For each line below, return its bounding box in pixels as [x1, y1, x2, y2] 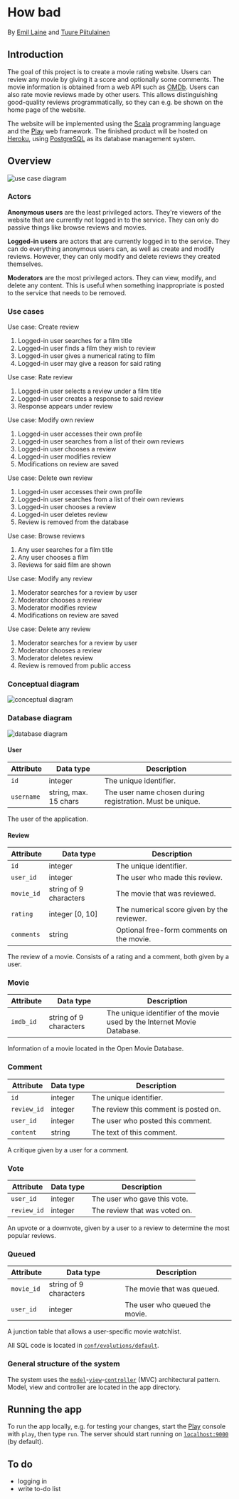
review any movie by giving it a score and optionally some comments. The [7, 75, 225, 83]
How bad [7, 4, 61, 21]
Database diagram [7, 713, 73, 723]
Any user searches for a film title [17, 546, 114, 554]
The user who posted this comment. [91, 1115, 212, 1125]
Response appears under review [17, 402, 113, 411]
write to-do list [17, 1485, 61, 1493]
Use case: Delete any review [7, 625, 91, 633]
